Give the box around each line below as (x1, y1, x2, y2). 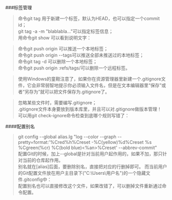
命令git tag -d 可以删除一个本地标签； (17, 59, 98, 64)
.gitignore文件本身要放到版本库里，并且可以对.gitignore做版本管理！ (17, 106, 162, 112)
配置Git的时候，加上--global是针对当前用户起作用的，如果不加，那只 (17, 151, 163, 157)
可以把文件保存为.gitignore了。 (44, 89, 110, 95)
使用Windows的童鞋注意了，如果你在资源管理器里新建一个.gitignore (17, 76, 162, 82)
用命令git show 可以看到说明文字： (17, 35, 91, 41)
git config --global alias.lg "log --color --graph (17, 134, 117, 140)
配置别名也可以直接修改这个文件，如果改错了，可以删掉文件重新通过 (17, 183, 162, 189)
